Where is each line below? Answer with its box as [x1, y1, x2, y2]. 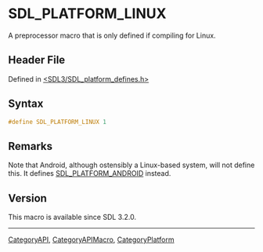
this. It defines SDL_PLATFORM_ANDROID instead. [8, 169, 171, 178]
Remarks [8, 139, 53, 153]
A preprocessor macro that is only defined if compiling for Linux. [8, 31, 217, 40]
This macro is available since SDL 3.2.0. [8, 213, 137, 222]
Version [8, 192, 47, 205]
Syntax [8, 97, 44, 111]
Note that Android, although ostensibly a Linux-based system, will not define [8, 160, 255, 170]
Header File [8, 53, 66, 67]
